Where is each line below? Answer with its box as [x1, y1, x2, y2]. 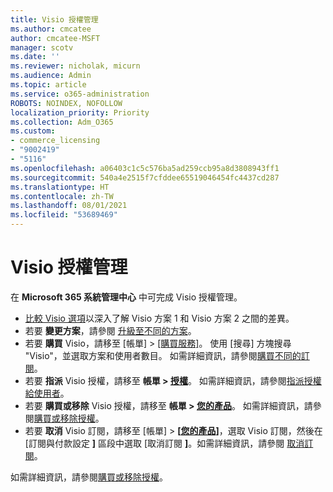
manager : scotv [10, 42, 74, 53]
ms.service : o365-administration [10, 89, 150, 99]
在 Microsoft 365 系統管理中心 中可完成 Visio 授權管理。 [10, 291, 243, 303]
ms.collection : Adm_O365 [10, 117, 114, 127]
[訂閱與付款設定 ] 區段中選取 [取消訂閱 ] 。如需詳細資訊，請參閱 [24, 437, 285, 449]
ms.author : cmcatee [10, 24, 92, 34]
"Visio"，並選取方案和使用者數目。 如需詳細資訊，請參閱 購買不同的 [24, 349, 302, 361]
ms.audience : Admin [10, 71, 92, 81]
